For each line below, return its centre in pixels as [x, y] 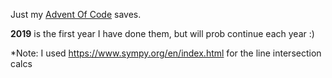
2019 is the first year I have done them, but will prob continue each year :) [162, 33]
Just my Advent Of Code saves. [76, 14]
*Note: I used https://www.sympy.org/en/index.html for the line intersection [166, 53]
